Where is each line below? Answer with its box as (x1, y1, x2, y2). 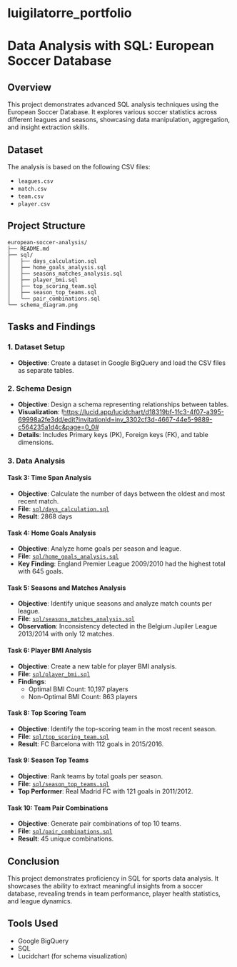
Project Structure (7, 220, 86, 232)
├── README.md (7, 245, 50, 252)
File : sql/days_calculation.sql (17, 504, 109, 513)
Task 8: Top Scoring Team (7, 708, 86, 717)
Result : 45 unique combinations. (17, 834, 114, 843)
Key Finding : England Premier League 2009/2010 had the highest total (17, 559, 226, 568)
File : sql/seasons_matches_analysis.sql (17, 614, 136, 623)
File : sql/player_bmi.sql (17, 669, 91, 678)
